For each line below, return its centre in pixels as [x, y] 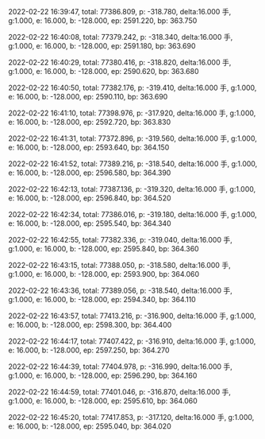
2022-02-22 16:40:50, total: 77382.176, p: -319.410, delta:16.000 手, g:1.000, [132, 87]
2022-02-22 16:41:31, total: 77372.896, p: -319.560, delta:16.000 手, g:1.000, [133, 138]
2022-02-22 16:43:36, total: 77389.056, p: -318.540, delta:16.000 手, [120, 290]
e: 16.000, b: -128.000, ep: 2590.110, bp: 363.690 [88, 97]
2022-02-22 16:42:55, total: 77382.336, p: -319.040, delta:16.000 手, [120, 240]
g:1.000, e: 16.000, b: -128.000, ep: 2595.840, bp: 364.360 [104, 249]
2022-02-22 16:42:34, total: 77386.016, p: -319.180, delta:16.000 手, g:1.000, [133, 214]
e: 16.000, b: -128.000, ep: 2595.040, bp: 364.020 [90, 426]
